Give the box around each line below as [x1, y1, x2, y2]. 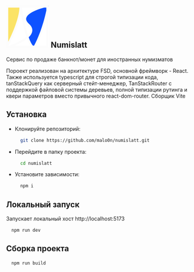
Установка [6, 109, 47, 119]
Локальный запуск [6, 199, 80, 209]
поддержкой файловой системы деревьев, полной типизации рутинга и [6, 86, 188, 93]
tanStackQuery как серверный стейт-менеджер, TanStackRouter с [6, 80, 172, 87]
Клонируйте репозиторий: [14, 125, 81, 132]
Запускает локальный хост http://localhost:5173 [6, 215, 125, 222]
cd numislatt [20, 160, 52, 166]
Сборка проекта [6, 244, 70, 254]
